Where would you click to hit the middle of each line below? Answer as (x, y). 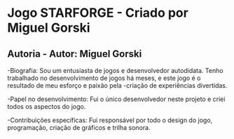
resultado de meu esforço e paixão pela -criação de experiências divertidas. (117, 85)
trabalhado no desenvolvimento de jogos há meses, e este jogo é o (104, 78)
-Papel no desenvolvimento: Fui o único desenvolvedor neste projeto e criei (116, 99)
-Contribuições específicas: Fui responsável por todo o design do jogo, (110, 120)
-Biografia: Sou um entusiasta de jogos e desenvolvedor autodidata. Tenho (115, 71)
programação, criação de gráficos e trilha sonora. (79, 127)
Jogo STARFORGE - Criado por (98, 13)
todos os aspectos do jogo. (47, 106)
